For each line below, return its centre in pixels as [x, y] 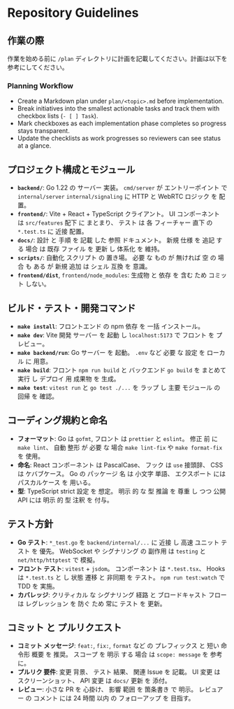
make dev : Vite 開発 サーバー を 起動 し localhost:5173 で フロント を [116, 335]
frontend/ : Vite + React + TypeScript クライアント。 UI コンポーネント [118, 214]
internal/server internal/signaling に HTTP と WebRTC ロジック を [117, 197]
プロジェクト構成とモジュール [71, 169]
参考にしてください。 [38, 67]
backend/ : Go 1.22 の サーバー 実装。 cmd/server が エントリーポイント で [122, 188]
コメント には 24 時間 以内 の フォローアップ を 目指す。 [114, 699]
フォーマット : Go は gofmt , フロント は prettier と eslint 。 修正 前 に [118, 438]
